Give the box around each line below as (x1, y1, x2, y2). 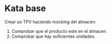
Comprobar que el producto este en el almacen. (11, 28, 108, 34)
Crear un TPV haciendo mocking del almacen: (4, 19, 96, 25)
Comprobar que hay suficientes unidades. (11, 33, 96, 39)
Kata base (4, 3, 47, 14)
